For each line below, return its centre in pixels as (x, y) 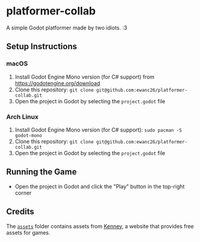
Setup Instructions (42, 47)
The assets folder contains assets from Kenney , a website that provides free (100, 226)
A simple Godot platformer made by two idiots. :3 (67, 28)
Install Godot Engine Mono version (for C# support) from (84, 77)
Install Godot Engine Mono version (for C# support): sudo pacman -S (98, 130)
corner (23, 193)
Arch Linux (22, 116)
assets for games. (28, 232)
